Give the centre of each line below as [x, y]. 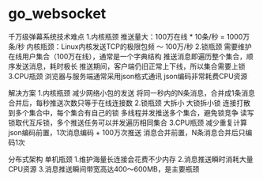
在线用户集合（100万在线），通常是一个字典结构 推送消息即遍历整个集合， [128, 56]
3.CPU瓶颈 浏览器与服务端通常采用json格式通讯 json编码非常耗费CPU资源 [128, 76]
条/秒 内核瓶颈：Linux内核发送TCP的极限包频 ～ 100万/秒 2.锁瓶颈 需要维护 [130, 46]
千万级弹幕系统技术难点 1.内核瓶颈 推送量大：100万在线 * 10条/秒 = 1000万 [129, 36]
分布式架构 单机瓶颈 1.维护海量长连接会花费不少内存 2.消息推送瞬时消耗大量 [131, 159]
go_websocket [57, 14]
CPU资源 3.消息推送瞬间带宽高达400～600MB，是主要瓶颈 [104, 169]
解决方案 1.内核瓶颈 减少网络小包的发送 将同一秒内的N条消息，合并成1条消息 [131, 92]
